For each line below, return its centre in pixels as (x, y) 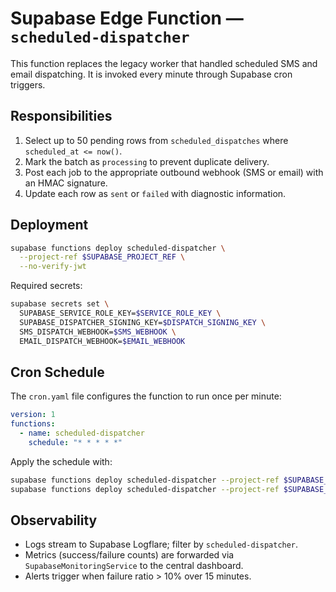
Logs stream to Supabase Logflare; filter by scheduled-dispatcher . (161, 544)
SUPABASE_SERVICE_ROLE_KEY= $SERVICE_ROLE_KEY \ (120, 313)
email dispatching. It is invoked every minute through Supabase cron (151, 74)
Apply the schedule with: (61, 461)
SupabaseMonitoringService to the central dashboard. (134, 566)
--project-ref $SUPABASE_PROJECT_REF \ (102, 257)
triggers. (28, 84)
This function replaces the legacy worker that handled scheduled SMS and (164, 63)
